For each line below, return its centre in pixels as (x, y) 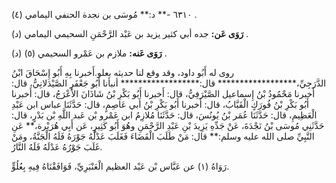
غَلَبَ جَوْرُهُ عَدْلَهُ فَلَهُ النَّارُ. (57, 147)
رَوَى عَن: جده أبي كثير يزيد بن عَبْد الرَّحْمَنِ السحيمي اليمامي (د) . (130, 33)
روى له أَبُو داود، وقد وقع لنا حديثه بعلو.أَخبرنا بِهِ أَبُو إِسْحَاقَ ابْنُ (123, 72)
